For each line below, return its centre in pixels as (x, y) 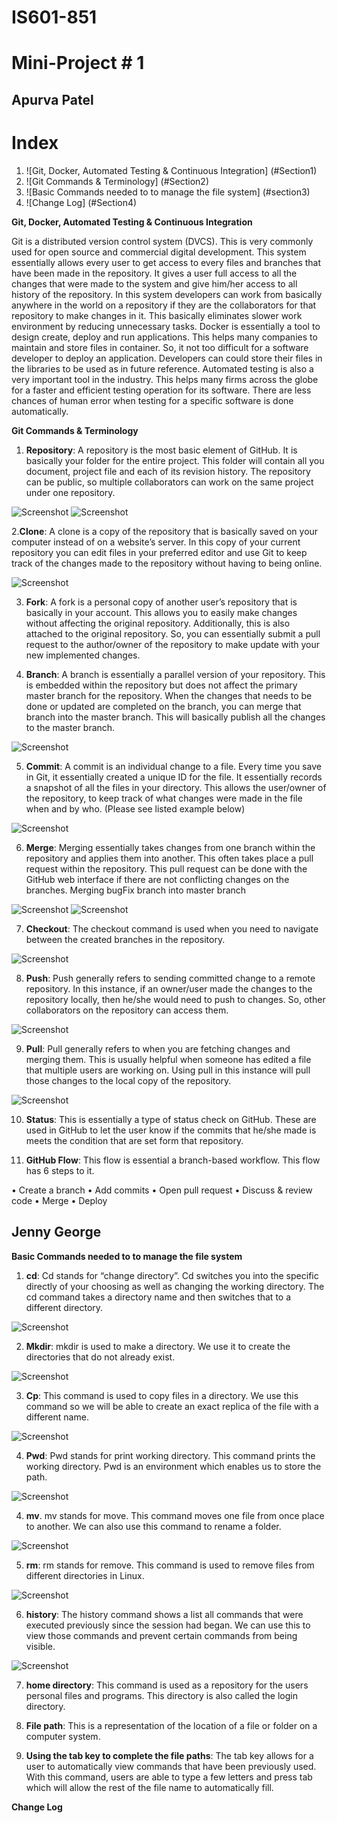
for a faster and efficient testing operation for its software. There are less (161, 390)
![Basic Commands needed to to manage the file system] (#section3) (168, 192)
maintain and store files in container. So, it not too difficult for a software (160, 347)
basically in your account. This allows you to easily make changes (161, 612)
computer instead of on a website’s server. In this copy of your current (156, 542)
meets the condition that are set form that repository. (134, 1140)
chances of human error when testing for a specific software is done (152, 400)
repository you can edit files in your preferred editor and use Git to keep (159, 552)
